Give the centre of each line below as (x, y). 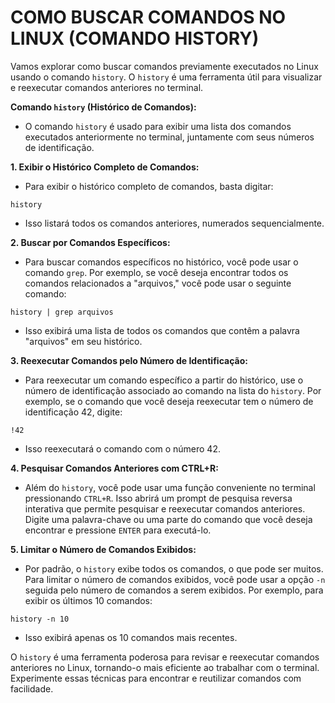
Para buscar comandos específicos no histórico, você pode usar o (161, 262)
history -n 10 (40, 619)
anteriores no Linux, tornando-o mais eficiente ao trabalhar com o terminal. (165, 667)
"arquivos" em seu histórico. (83, 341)
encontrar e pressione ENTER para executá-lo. (118, 530)
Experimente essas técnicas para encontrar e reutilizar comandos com (156, 678)
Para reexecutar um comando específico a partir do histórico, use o (164, 380)
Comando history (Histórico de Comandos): (103, 107)
